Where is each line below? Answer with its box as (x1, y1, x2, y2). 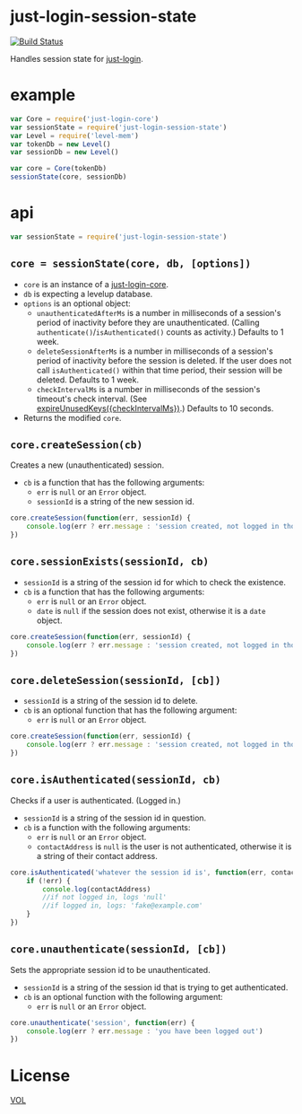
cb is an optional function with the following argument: (22, 991, 223, 1002)
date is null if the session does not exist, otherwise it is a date (36, 605, 266, 616)
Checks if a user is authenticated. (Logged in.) (10, 794, 182, 805)
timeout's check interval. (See (36, 393, 148, 404)
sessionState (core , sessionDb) (10, 172, 127, 181)
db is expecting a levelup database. (22, 288, 153, 299)
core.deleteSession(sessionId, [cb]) (10, 673, 221, 687)
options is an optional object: (22, 298, 131, 309)
